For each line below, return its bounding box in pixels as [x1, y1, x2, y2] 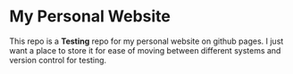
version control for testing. [9, 54, 107, 65]
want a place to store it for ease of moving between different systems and [9, 45, 281, 55]
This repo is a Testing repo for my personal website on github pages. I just [9, 36, 284, 46]
